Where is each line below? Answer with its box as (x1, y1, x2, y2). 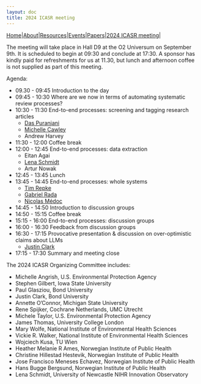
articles (15, 113, 35, 120)
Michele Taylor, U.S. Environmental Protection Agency (15, 312, 152, 319)
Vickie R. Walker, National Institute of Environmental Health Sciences (15, 331, 188, 339)
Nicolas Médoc (24, 197, 63, 205)
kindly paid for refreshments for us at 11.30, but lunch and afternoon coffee (6, 56, 195, 64)
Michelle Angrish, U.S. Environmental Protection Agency (15, 273, 157, 280)
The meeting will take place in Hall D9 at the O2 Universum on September (6, 43, 192, 51)
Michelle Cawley (24, 126, 66, 133)
